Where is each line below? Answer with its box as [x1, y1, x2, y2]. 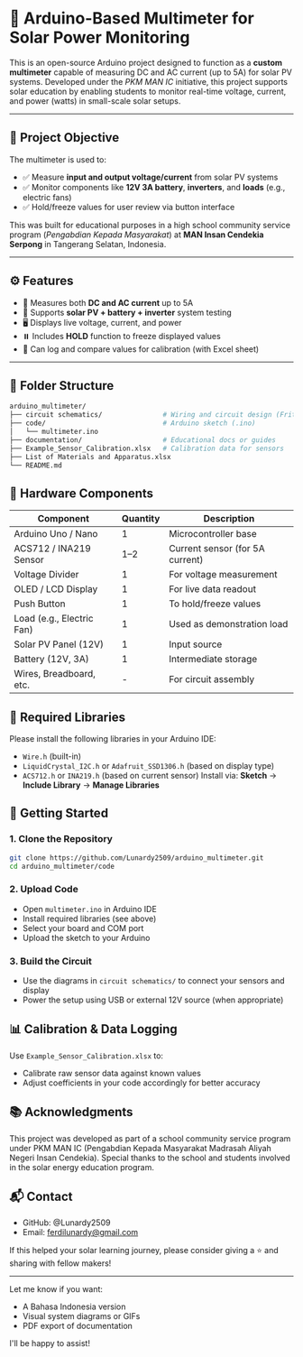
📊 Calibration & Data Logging [9, 1021, 178, 1037]
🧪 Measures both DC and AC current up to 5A [22, 297, 194, 308]
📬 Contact [9, 1189, 73, 1205]
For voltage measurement [168, 568, 278, 581]
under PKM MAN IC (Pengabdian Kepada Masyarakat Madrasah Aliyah [9, 1142, 272, 1153]
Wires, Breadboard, [14, 668, 96, 680]
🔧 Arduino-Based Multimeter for [9, 8, 254, 29]
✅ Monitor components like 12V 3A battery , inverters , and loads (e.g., [22, 181, 286, 192]
